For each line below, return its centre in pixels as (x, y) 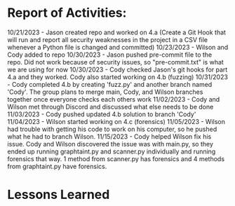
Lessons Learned (59, 195)
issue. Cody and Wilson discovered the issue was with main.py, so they (110, 144)
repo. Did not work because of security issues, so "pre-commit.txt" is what (116, 62)
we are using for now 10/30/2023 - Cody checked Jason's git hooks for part (117, 69)
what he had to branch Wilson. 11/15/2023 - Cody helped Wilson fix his (109, 136)
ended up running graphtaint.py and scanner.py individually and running (112, 151)
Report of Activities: (67, 13)
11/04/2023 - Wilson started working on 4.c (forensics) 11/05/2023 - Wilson (116, 121)
